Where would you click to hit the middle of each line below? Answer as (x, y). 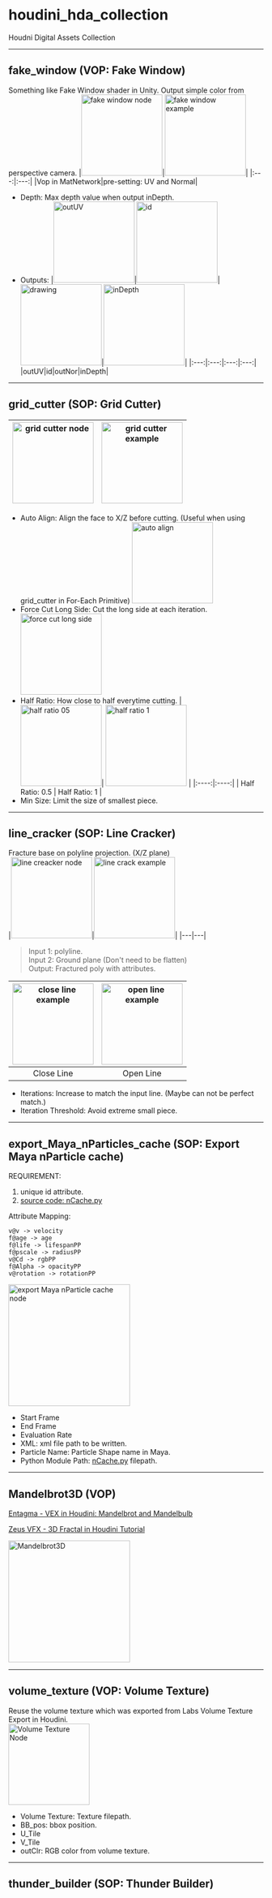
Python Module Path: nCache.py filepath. (89, 1461)
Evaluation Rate (46, 1435)
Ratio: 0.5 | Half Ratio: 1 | (61, 792)
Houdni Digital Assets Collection (62, 37)
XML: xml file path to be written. (73, 1443)
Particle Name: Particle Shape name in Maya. (95, 1452)
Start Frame (40, 1417)
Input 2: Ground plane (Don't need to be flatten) (108, 960)
